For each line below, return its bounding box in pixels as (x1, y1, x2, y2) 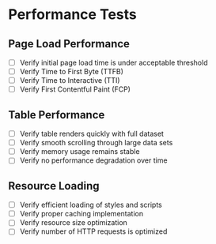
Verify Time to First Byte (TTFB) (19, 67, 124, 77)
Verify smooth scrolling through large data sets (19, 138, 173, 148)
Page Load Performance (8, 37, 131, 51)
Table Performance (8, 108, 105, 122)
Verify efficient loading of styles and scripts (19, 200, 162, 210)
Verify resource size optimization (19, 218, 128, 227)
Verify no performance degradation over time (19, 156, 168, 165)
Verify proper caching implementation (19, 209, 144, 219)
